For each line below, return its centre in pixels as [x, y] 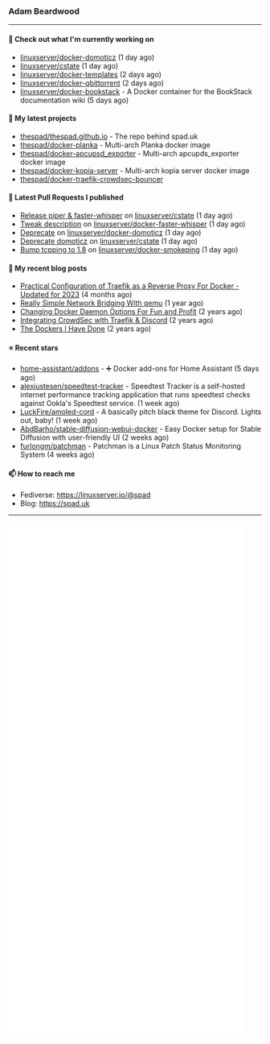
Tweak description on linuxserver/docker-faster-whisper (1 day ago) [133, 224]
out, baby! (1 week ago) [59, 420]
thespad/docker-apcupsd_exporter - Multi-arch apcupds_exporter [129, 153]
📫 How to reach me [42, 474]
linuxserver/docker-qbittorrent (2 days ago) [92, 83]
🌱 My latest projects [42, 118]
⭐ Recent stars [33, 347]
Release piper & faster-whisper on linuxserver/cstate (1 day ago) [126, 215]
